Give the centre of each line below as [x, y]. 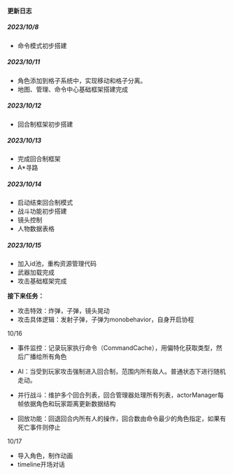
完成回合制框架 [39, 159]
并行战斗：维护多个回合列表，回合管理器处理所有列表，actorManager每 [120, 395]
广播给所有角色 [45, 357]
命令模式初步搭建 [42, 45]
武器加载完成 [36, 272]
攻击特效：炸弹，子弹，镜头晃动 [63, 311]
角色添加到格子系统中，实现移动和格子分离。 [82, 80]
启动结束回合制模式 [45, 203]
